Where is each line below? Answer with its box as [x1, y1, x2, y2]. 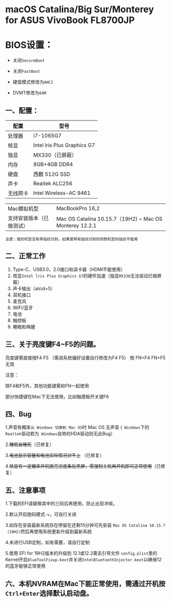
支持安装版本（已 [8, 214, 49, 221]
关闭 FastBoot [12, 68, 41, 74]
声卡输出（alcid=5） [12, 285, 55, 291]
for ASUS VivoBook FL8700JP [5, 14, 135, 26]
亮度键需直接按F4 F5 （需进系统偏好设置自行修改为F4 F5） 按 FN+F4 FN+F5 [5, 355, 166, 361]
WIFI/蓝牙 [12, 305, 33, 311]
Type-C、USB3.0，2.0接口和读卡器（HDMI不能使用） [12, 266, 126, 272]
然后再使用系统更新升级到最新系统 [20, 529, 92, 535]
